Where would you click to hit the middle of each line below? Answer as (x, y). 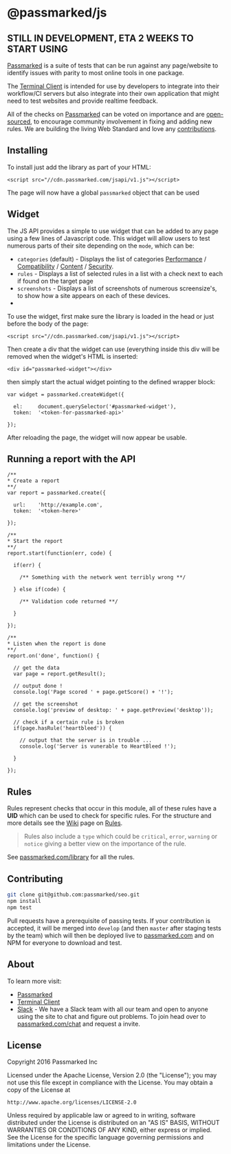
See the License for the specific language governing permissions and (106, 1137)
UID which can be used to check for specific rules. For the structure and (109, 816)
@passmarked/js (57, 13)
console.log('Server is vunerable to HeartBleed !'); (98, 746)
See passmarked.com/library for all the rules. (71, 857)
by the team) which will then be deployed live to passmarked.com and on (111, 935)
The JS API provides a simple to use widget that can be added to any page (113, 231)
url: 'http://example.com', (58, 505)
